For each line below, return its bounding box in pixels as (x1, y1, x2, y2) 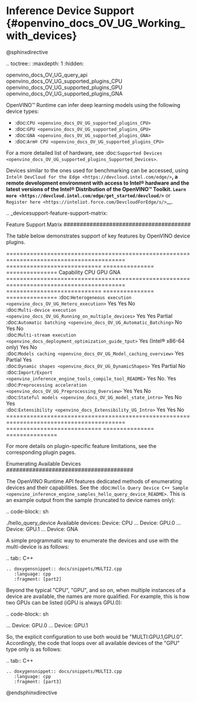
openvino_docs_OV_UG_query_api (6, 71, 88, 78)
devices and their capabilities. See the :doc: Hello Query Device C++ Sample (6, 484, 189, 491)
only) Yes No (6, 343, 37, 350)
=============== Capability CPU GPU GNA (6, 269, 121, 276)
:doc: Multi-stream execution (6, 331, 76, 338)
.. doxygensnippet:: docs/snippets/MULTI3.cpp (6, 668, 122, 674)
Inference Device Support (6, 4, 135, 18)
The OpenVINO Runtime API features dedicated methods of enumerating (6, 477, 182, 484)
